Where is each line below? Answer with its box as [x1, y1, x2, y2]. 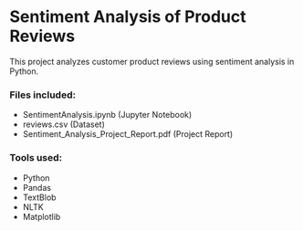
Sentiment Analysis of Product [9, 6, 246, 27]
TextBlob [22, 192, 57, 203]
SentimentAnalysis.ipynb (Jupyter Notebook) [22, 110, 193, 121]
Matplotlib [22, 211, 61, 222]
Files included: [9, 89, 76, 101]
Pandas [22, 182, 52, 193]
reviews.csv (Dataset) [22, 119, 105, 130]
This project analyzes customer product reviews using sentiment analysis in [9, 56, 295, 67]
